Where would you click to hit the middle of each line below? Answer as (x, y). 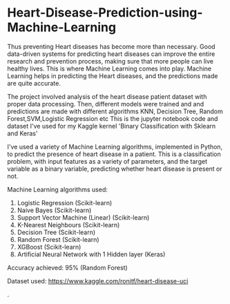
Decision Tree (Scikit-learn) (56, 232)
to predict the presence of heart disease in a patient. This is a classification (114, 154)
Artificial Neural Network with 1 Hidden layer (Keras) (91, 254)
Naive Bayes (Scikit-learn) (54, 210)
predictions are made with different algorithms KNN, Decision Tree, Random (115, 111)
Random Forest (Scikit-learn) (58, 239)
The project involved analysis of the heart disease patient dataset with (107, 96)
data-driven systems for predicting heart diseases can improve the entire (111, 54)
